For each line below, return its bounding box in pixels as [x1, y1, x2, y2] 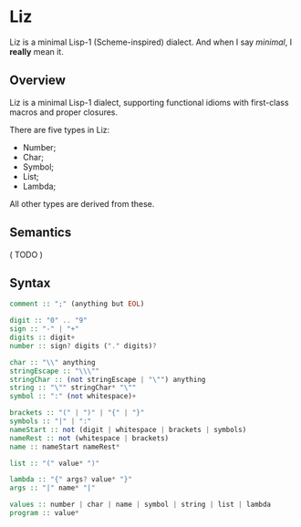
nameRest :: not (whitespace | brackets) [9, 433, 170, 443]
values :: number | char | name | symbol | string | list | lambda [9, 500, 272, 510]
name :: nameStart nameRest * [9, 442, 120, 451]
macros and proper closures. [9, 107, 119, 118]
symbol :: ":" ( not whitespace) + [9, 392, 137, 401]
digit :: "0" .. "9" [9, 316, 88, 325]
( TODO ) [9, 249, 44, 260]
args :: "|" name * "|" [9, 483, 96, 493]
